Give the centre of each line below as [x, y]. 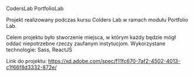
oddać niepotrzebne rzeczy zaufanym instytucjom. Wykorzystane [86, 44]
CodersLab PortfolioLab [35, 8]
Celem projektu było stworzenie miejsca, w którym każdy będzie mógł [91, 37]
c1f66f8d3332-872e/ [31, 67]
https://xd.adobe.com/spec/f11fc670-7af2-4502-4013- [114, 61]
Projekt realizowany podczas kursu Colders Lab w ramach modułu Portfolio [97, 20]
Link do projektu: [26, 61]
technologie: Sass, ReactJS [39, 50]
